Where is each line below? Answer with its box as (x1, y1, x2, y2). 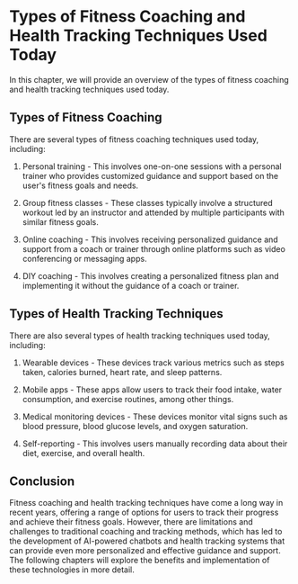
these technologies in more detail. (9, 564, 135, 575)
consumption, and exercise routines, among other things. (22, 393, 234, 404)
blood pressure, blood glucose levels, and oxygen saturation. (22, 420, 249, 431)
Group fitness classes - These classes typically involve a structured (22, 197, 274, 208)
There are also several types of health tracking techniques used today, (9, 330, 271, 341)
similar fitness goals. (22, 216, 99, 227)
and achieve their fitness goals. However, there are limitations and (9, 517, 253, 527)
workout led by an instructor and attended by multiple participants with (22, 207, 285, 218)
